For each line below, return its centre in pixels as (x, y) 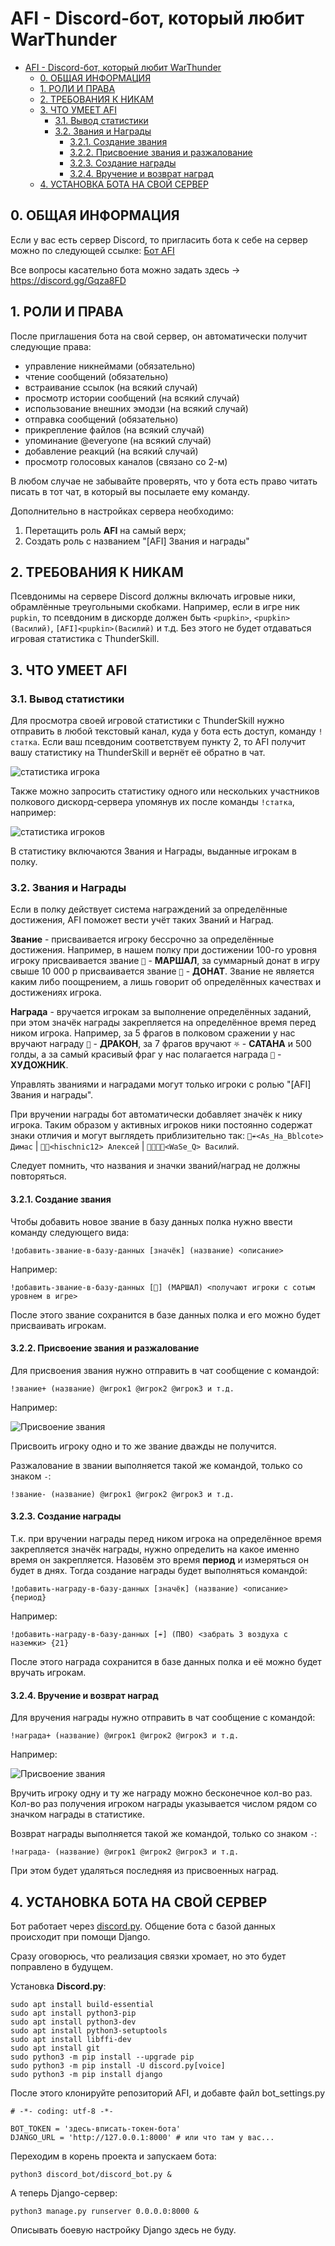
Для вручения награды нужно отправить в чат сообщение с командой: (163, 1718)
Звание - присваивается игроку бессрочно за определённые (142, 939)
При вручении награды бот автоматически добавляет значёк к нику (156, 1114)
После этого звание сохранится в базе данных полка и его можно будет (165, 1314)
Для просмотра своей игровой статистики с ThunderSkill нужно (147, 721)
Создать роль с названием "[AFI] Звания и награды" (137, 541)
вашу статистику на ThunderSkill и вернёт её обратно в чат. (138, 753)
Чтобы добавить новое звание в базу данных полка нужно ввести (151, 1221)
